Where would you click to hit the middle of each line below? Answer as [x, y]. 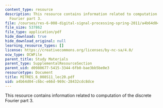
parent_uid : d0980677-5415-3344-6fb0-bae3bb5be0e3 [57, 68]
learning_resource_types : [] [34, 46]
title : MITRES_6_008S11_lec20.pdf [40, 77]
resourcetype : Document [29, 73]
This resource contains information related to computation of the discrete [78, 95]
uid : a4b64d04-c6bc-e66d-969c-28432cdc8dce [50, 81]
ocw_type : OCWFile [24, 54]
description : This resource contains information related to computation [81, 14]
